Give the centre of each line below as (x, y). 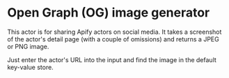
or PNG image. (28, 46)
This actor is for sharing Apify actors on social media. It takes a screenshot (114, 32)
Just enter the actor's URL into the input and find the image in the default (112, 59)
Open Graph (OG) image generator (109, 13)
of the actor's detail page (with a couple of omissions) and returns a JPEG (113, 39)
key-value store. (30, 67)
